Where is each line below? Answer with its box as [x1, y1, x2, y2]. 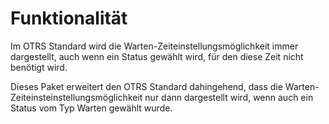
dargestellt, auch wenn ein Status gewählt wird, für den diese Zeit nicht [10, 50, 304, 62]
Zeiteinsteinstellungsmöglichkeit [10, 91, 143, 103]
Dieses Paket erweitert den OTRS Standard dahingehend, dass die [10, 80, 283, 92]
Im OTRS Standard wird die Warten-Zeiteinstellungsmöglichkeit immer [10, 40, 299, 52]
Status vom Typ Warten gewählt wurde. [10, 102, 173, 114]
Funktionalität [10, 7, 128, 30]
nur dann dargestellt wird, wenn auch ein [144, 91, 314, 103]
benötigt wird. [10, 61, 68, 73]
